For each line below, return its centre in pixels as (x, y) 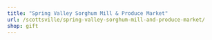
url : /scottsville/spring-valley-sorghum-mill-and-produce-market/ (106, 20)
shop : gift (23, 26)
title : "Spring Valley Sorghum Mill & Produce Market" (88, 13)
